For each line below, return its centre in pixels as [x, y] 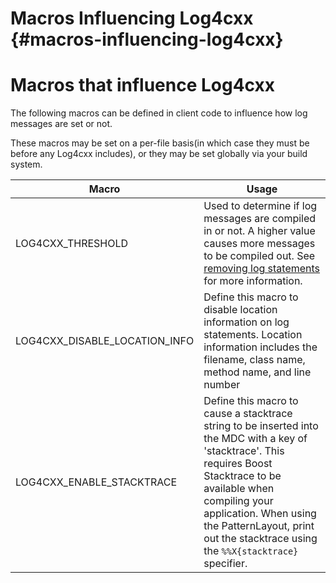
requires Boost [238, 464]
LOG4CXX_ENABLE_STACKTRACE [96, 482]
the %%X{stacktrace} [251, 551]
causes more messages [259, 244]
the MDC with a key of [255, 439]
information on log [246, 322]
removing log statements [262, 269]
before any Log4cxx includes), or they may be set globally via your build [159, 154]
